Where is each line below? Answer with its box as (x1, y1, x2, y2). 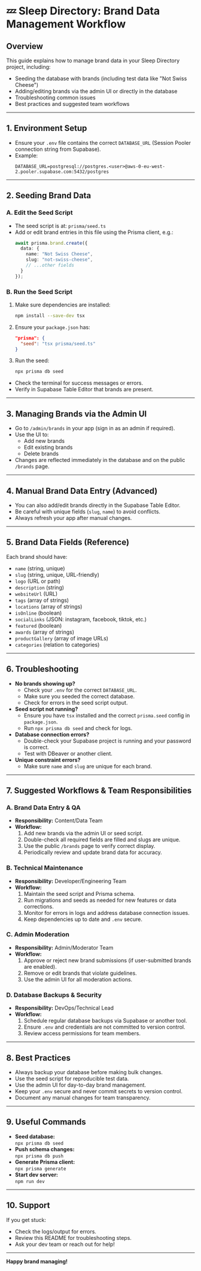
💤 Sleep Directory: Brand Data (6, 4, 160, 18)
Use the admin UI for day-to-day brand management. (14, 1081, 147, 1088)
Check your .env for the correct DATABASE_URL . (23, 686, 137, 694)
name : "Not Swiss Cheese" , (26, 251, 93, 257)
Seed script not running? (14, 705, 78, 713)
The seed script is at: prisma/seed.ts (14, 222, 106, 229)
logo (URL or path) (14, 577, 61, 585)
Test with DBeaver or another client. (23, 750, 112, 757)
